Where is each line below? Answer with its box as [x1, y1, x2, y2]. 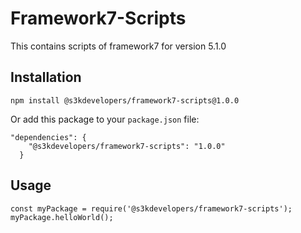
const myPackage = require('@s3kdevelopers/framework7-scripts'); [10, 203, 293, 214]
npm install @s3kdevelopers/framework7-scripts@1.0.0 [10, 95, 240, 106]
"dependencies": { [10, 132, 87, 142]
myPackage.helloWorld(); [10, 212, 114, 222]
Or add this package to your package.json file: [10, 113, 200, 125]
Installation [10, 69, 82, 86]
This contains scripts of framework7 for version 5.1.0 [10, 40, 227, 52]
